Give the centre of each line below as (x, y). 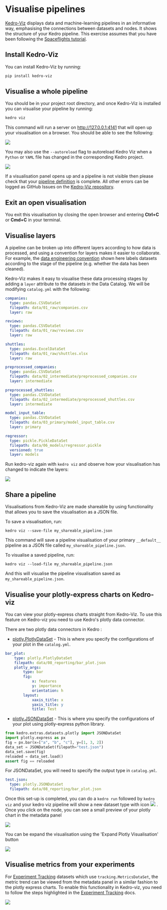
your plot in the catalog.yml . (41, 644)
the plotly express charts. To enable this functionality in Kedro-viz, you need (83, 887)
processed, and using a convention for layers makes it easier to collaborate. (83, 253)
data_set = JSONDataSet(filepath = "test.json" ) (54, 747)
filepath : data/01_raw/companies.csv (49, 308)
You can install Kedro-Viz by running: (43, 66)
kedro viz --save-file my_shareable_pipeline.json (59, 531)
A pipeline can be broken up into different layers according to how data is (81, 247)
